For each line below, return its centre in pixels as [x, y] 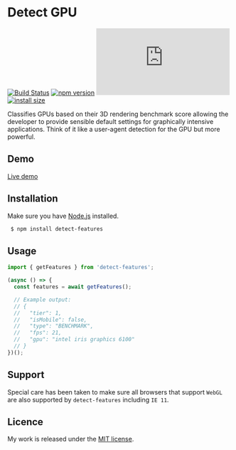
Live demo [23, 176]
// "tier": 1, [38, 313]
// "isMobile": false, [50, 320]
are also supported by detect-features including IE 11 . [88, 399]
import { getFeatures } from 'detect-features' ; [81, 268]
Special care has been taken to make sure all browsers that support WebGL [115, 392]
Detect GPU [42, 12]
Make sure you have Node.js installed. [63, 216]
